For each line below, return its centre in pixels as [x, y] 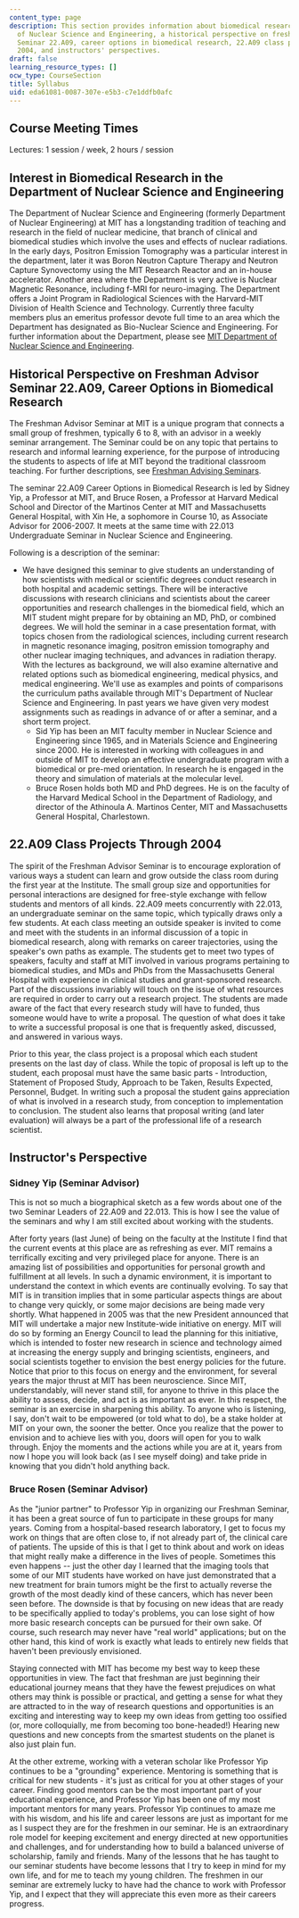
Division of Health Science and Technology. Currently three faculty [132, 308]
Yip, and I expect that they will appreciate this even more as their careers [143, 1894]
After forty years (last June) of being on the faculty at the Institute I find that [148, 1239]
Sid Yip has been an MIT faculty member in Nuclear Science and [154, 731]
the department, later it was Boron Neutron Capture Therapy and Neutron [144, 260]
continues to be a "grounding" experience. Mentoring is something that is [144, 1771]
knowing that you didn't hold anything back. [90, 1466]
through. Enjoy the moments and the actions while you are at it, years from [146, 1447]
